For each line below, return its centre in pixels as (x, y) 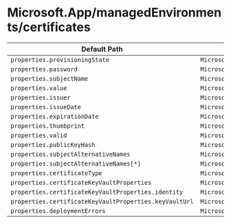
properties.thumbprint (47, 126)
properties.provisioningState (60, 59)
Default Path (102, 49)
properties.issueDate (46, 107)
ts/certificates (49, 27)
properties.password (44, 69)
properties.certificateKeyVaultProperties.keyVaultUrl (102, 201)
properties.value (39, 88)
